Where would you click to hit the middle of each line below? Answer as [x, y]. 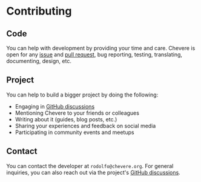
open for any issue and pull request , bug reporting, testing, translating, [94, 55]
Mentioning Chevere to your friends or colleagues [77, 113]
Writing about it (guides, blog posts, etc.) [66, 119]
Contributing [39, 11]
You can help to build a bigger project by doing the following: [82, 95]
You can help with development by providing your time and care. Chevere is [101, 48]
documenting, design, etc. [39, 61]
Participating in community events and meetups [74, 132]
